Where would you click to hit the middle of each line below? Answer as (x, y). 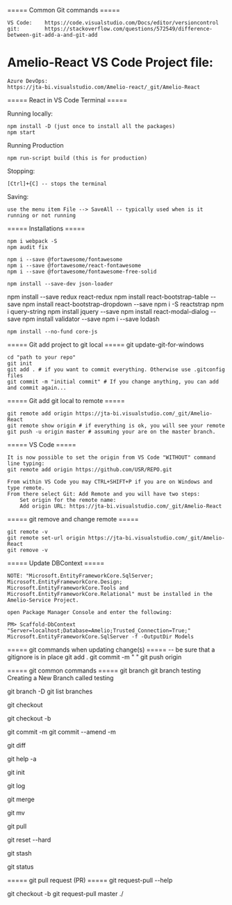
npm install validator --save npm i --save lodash (91, 319)
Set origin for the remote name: (68, 500)
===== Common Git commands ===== (64, 10)
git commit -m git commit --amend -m (61, 732)
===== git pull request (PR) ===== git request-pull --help (90, 880)
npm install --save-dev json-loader (60, 284)
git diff (17, 745)
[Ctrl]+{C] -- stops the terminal (57, 184)
